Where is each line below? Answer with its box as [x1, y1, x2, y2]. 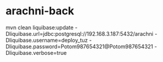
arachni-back [5, 4, 74, 18]
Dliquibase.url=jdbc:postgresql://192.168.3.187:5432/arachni [5, 30, 153, 37]
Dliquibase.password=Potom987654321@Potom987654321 [5, 43, 153, 50]
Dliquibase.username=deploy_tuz [5, 36, 88, 44]
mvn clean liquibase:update [5, 24, 74, 31]
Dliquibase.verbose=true [5, 49, 67, 56]
